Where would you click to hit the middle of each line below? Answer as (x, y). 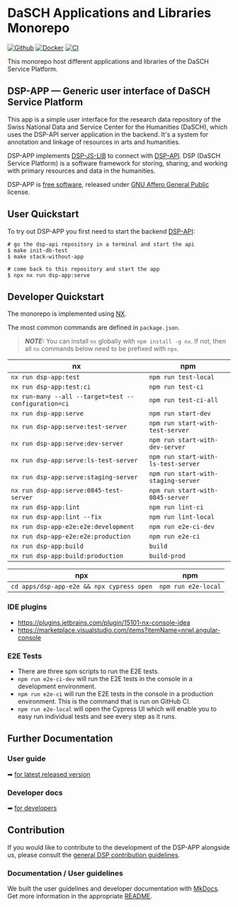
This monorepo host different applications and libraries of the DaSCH (108, 61)
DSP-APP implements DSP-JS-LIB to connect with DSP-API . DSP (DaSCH (114, 155)
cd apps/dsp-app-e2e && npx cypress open (82, 587)
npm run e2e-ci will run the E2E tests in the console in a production (115, 694)
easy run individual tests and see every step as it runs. (97, 716)
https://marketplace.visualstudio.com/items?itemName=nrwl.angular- (119, 630)
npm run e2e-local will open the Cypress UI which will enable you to (117, 709)
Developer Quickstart (56, 296)
